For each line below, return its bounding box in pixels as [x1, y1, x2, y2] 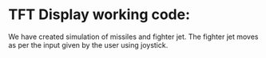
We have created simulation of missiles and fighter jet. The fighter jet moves [8, 32, 259, 41]
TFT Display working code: [8, 6, 190, 24]
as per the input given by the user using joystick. [8, 40, 169, 49]
